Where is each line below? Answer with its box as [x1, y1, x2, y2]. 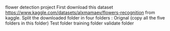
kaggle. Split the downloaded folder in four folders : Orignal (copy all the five [5, 15, 165, 20]
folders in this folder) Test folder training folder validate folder [5, 20, 134, 26]
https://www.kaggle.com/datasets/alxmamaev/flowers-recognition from [5, 9, 155, 15]
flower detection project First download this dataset [5, 4, 113, 10]
